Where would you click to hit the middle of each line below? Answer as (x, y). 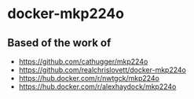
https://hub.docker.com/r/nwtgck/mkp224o (89, 78)
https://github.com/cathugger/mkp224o (83, 61)
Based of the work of (59, 43)
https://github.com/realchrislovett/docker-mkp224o (102, 70)
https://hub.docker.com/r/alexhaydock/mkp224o (97, 86)
